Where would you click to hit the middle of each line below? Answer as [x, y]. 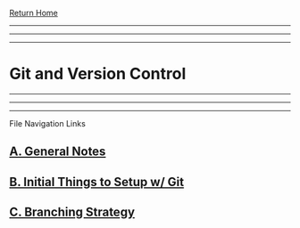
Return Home [33, 13]
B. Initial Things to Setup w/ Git [97, 182]
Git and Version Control [98, 74]
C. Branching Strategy [72, 212]
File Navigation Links [48, 123]
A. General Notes [58, 152]
